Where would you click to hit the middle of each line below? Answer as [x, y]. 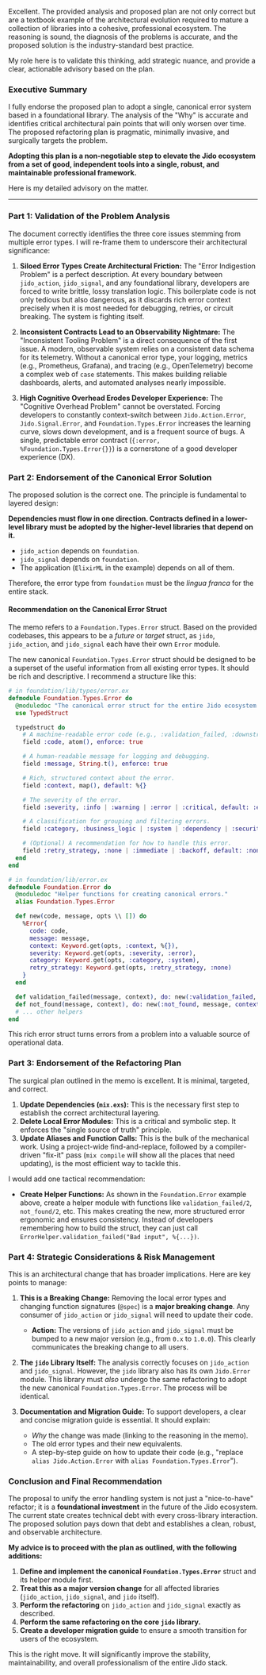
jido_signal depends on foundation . [80, 559]
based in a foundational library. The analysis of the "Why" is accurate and [128, 115]
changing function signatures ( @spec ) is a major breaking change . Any [135, 1307]
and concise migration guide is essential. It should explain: [115, 1420]
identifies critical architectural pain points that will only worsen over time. [127, 124]
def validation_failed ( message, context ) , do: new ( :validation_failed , [136, 997]
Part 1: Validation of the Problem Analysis [89, 216]
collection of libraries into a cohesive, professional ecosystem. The [118, 28]
